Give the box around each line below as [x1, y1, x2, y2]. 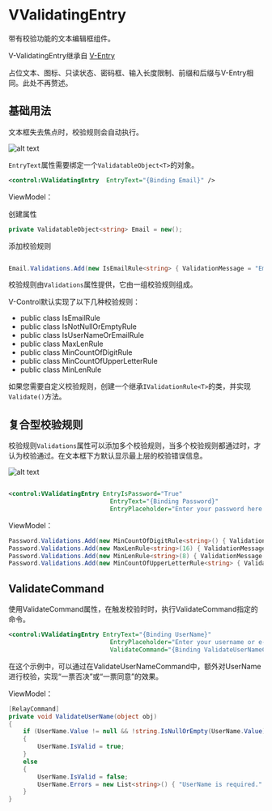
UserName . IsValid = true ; [37, 743, 125, 751]
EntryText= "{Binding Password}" [109, 497, 219, 506]
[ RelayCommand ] [8, 705, 60, 713]
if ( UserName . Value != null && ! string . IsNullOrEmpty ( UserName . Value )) [23, 728, 270, 736]
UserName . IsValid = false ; [37, 772, 129, 781]
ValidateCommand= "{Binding [109, 646, 201, 654]
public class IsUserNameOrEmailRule [19, 331, 144, 340]
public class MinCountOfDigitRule [19, 348, 133, 357]
